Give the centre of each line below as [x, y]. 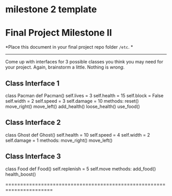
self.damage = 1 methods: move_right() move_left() [59, 140]
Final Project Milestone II [59, 33]
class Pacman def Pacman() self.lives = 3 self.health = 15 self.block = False [84, 95]
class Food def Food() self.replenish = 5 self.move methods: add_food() [81, 169]
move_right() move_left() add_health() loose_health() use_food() [73, 106]
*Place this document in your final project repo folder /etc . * [69, 47]
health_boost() [21, 174]
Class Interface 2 [33, 123]
